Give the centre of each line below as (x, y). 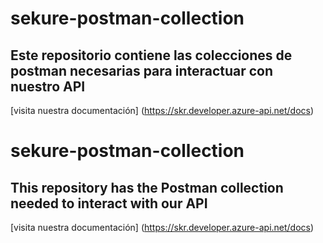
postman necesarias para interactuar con (142, 70)
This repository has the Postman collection (147, 187)
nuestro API (48, 86)
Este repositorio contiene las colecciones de (151, 55)
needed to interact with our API (109, 203)
